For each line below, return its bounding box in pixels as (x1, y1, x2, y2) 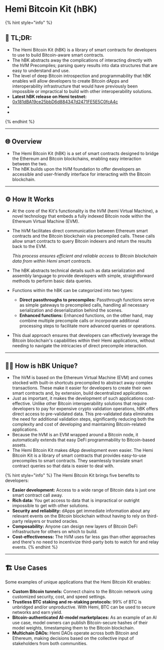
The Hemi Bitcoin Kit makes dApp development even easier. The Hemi (12, 448, 153, 453)
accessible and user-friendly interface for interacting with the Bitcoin (12, 171, 151, 177)
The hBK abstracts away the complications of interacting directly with (12, 57, 152, 63)
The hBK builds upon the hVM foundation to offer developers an (12, 166, 141, 172)
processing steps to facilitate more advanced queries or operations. (19, 323, 156, 329)
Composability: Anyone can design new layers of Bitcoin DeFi (12, 523, 138, 529)
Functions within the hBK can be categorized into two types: (12, 288, 134, 293)
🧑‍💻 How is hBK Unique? (5, 361, 78, 370)
